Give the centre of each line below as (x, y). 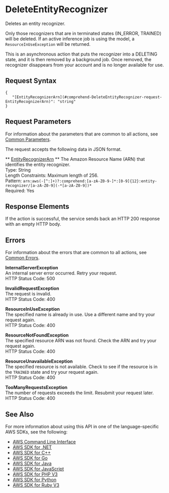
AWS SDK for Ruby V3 (36, 485)
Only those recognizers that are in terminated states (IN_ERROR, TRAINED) (83, 33)
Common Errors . (22, 258)
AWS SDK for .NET (32, 447)
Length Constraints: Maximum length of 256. (52, 175)
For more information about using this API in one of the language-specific (82, 427)
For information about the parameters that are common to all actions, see (82, 134)
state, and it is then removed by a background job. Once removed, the (78, 59)
